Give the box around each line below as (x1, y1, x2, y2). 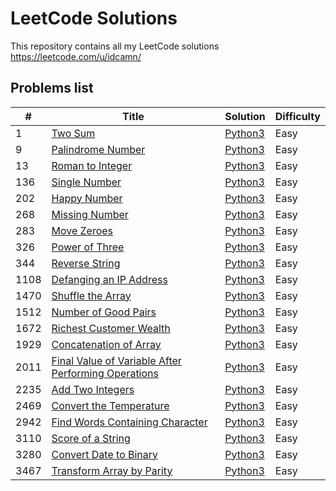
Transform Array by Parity (51, 463, 173, 477)
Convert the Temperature (51, 398, 170, 412)
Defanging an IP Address (51, 272, 168, 286)
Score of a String (51, 431, 131, 445)
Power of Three (51, 240, 125, 254)
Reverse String (51, 256, 121, 270)
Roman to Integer (51, 158, 133, 172)
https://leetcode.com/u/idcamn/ (10, 50, 142, 62)
